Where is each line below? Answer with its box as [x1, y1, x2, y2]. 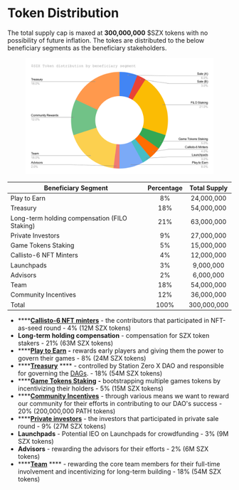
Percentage [147, 183, 183, 192]
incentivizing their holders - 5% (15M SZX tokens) [17, 384, 164, 393]
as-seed [17, 324, 43, 332]
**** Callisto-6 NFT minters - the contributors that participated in [17, 316, 210, 325]
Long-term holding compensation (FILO [10, 213, 128, 222]
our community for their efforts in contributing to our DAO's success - [17, 400, 223, 408]
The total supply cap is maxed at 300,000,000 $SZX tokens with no [7, 28, 208, 37]
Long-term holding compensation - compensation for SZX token [17, 331, 210, 340]
